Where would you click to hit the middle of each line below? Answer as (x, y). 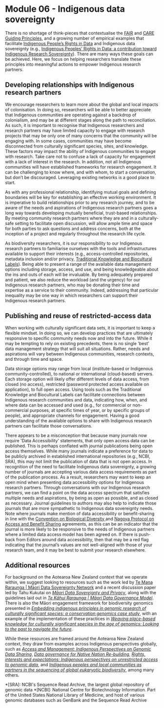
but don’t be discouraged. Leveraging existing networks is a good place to (80, 177)
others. (12, 675)
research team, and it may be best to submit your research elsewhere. (76, 550)
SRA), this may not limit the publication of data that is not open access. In (79, 461)
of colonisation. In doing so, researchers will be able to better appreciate (78, 109)
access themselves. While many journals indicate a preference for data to (79, 451)
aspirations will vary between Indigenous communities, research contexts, (80, 354)
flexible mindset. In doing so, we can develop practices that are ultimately (79, 333)
